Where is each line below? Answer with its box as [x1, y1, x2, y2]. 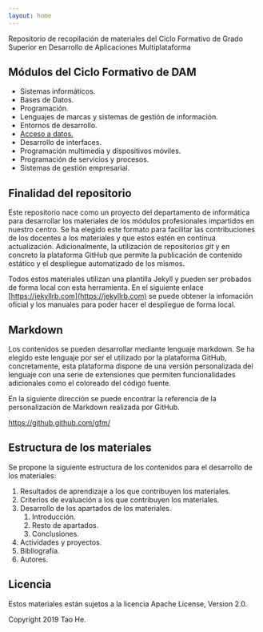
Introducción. [31, 512, 76, 521]
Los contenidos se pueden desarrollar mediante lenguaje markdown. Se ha [8, 344, 255, 354]
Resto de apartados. [31, 520, 99, 529]
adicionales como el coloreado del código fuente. [8, 378, 172, 388]
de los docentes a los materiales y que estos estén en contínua [8, 233, 216, 243]
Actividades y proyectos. [19, 537, 102, 547]
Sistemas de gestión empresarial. [19, 163, 130, 173]
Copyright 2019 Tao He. [8, 614, 86, 624]
